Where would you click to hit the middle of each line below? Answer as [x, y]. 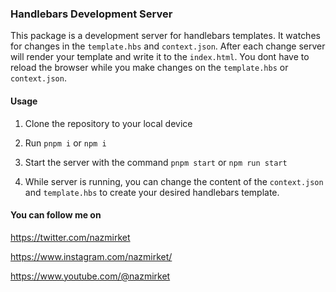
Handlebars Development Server [91, 14]
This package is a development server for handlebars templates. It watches [165, 36]
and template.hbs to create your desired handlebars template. [152, 192]
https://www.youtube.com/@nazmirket [90, 276]
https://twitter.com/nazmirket [70, 237]
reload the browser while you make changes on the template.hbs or [149, 68]
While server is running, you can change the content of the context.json [174, 181]
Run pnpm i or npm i [65, 143]
